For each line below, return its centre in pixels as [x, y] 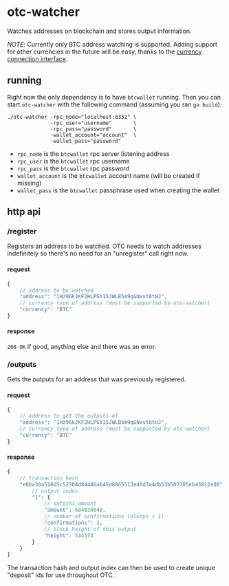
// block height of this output [90, 529]
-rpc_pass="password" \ [94, 129]
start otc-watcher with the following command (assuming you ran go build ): [115, 104]
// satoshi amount [70, 504]
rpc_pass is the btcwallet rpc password [73, 168]
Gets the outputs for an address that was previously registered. [97, 379]
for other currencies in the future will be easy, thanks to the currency [105, 52]
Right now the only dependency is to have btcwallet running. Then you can [114, 97]
